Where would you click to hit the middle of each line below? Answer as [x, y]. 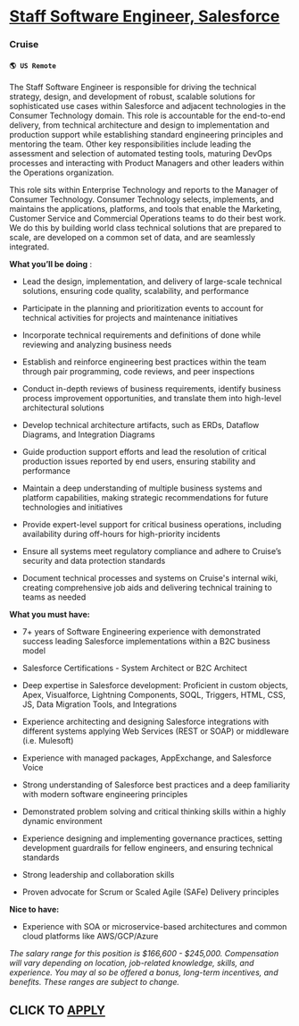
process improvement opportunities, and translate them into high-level [152, 399]
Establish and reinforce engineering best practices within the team [144, 362]
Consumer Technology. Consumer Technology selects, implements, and [142, 199]
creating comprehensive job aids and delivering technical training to [147, 588]
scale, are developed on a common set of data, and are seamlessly [133, 238]
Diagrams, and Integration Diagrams [88, 434]
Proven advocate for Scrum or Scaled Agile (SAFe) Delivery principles [150, 892]
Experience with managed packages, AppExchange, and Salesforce [147, 758]
